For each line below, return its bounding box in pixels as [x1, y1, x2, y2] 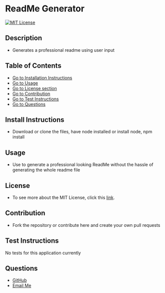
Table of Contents [5, 62, 62, 70]
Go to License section [12, 85, 57, 91]
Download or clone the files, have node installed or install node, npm [12, 129, 153, 135]
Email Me [12, 283, 31, 289]
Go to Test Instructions [12, 96, 59, 102]
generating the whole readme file [12, 167, 80, 173]
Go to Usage [12, 80, 38, 86]
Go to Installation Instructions [12, 75, 73, 81]
